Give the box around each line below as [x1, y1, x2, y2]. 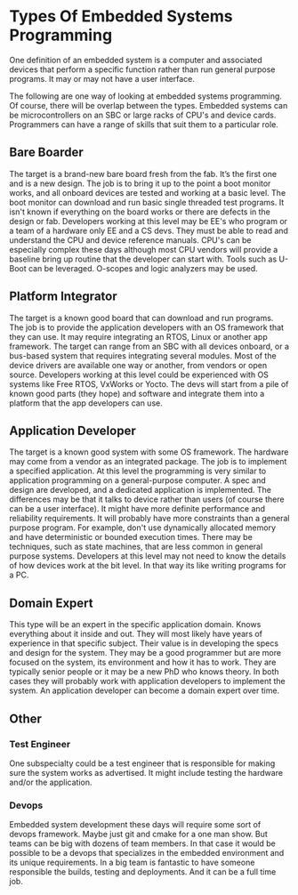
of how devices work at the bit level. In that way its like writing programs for [9, 560, 286, 571]
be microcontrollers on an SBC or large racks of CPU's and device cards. [9, 109, 277, 120]
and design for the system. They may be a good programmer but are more [9, 648, 282, 658]
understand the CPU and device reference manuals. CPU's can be [9, 234, 252, 246]
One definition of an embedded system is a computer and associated [9, 54, 262, 65]
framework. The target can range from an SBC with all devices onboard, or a [9, 341, 290, 351]
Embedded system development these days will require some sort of [9, 819, 262, 830]
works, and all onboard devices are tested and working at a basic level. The [9, 187, 286, 198]
